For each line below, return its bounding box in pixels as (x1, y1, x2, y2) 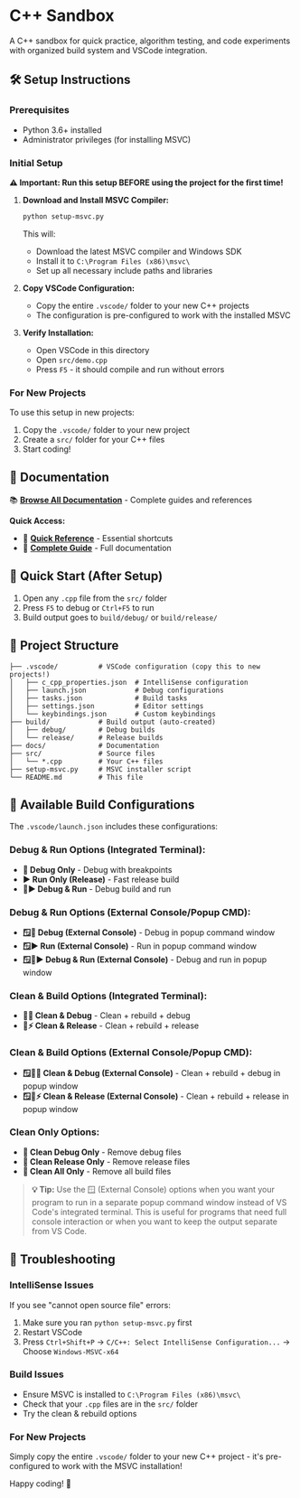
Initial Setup (9, 156, 63, 169)
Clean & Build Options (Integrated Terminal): (9, 989, 208, 1002)
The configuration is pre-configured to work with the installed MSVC (35, 309, 291, 321)
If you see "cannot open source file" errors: (9, 1299, 172, 1310)
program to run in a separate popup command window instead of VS (31, 1196, 287, 1207)
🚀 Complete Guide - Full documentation (22, 542, 172, 553)
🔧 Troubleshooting (9, 1252, 116, 1268)
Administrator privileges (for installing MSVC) (22, 134, 192, 145)
